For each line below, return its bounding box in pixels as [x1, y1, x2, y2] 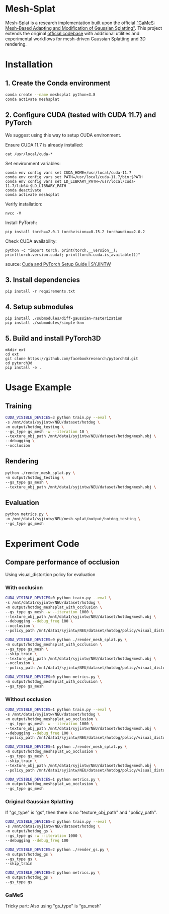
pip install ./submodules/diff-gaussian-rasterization [5, 316, 123, 321]
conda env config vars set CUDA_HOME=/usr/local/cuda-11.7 [5, 170, 132, 175]
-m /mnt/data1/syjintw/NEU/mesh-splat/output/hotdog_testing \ [5, 517, 141, 522]
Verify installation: [5, 201, 43, 207]
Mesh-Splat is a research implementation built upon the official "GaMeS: [5, 20, 155, 26]
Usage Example [5, 382, 72, 393]
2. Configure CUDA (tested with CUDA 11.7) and [5, 111, 156, 119]
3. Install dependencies [5, 275, 80, 284]
